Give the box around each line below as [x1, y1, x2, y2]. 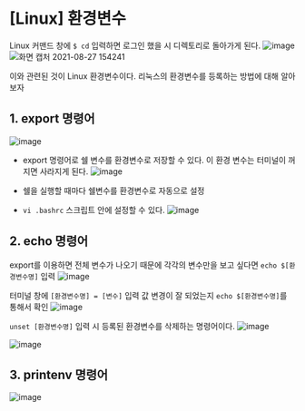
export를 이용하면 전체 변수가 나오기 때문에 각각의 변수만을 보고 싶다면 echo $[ [9, 259, 290, 270]
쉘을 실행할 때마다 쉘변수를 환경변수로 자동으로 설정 [22, 185, 205, 196]
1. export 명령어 [9, 111, 95, 127]
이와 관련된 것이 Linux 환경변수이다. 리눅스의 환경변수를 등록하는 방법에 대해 [9, 70, 280, 82]
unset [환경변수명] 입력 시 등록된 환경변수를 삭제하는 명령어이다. [9, 320, 236, 331]
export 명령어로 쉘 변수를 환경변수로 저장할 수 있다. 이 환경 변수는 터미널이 [22, 154, 287, 165]
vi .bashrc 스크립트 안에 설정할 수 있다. [22, 204, 165, 215]
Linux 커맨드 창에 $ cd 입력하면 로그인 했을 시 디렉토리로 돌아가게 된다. [9, 40, 261, 51]
